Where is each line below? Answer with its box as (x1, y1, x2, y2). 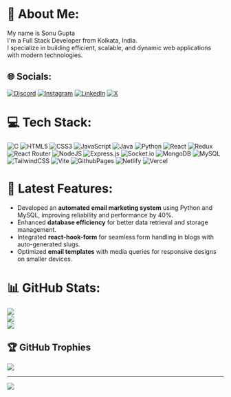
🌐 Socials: (7, 71, 52, 83)
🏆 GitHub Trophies (7, 341, 91, 353)
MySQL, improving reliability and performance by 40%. (16, 211, 174, 219)
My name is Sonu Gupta (7, 29, 76, 37)
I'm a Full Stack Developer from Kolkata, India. (7, 36, 137, 44)
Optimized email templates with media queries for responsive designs (16, 247, 217, 255)
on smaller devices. (16, 255, 73, 263)
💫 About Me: (7, 6, 80, 22)
